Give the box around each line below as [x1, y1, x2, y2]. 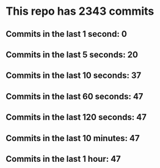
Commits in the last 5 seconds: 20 [5, 49, 139, 59]
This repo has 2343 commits [5, 4, 155, 18]
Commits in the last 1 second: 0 [5, 29, 128, 39]
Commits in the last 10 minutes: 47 [5, 133, 140, 143]
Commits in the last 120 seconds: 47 [5, 112, 147, 123]
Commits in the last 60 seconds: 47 [5, 91, 144, 102]
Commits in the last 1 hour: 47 [5, 153, 122, 164]
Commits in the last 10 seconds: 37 [5, 71, 142, 81]
